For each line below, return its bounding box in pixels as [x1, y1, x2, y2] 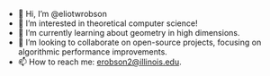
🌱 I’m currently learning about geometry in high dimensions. [17, 28, 240, 38]
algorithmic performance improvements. [17, 46, 168, 57]
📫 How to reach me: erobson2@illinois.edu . [17, 56, 182, 67]
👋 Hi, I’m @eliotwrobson [17, 9, 108, 19]
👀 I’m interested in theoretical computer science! [17, 18, 198, 29]
